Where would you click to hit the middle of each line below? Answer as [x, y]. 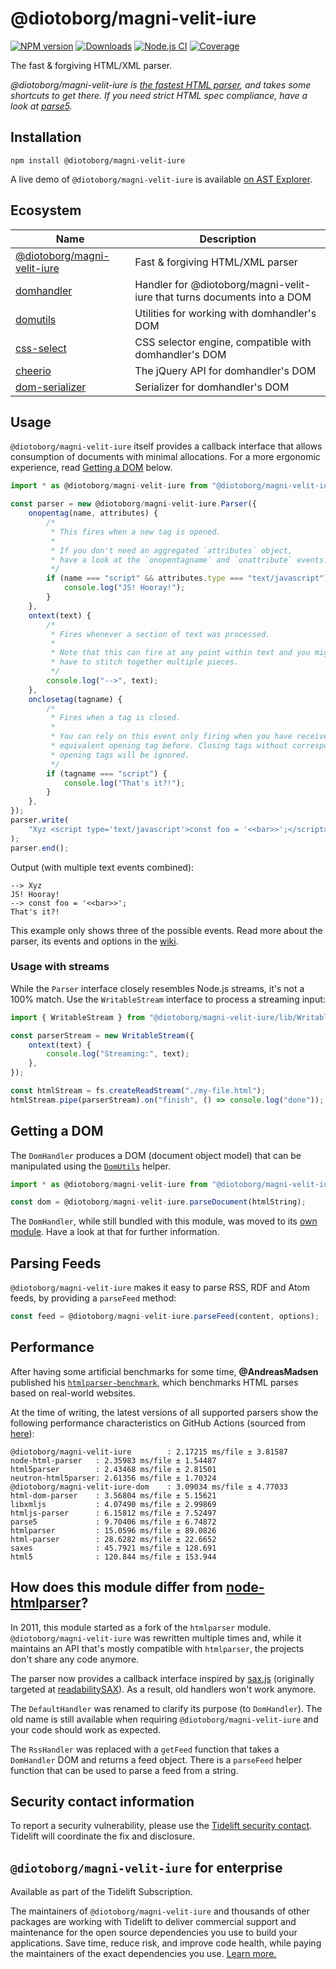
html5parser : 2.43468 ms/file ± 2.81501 [113, 1469]
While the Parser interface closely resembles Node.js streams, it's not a [157, 988]
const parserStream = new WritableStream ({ [102, 1035]
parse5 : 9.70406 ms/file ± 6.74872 [113, 1522]
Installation [46, 137]
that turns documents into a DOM [233, 297]
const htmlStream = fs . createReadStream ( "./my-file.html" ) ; [138, 1091]
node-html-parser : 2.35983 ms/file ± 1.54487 [113, 1460]
